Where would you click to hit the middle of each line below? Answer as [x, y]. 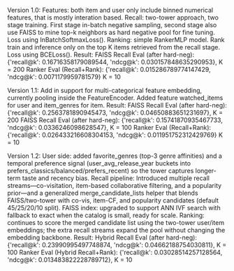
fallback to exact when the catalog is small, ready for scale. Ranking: [106, 215]
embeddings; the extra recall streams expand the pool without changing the [116, 230]
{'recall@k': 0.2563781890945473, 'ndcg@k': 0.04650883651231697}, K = [115, 112]
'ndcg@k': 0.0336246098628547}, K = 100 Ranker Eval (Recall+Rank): [109, 127]
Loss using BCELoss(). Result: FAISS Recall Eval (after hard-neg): [101, 54]
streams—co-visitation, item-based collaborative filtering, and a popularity [115, 185]
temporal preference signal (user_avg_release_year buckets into [99, 163]
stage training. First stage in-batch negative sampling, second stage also [112, 25]
